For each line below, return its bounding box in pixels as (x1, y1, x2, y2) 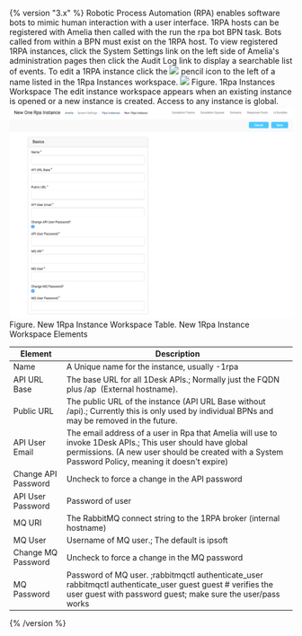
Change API (13, 469, 58, 480)
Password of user (66, 496, 132, 506)
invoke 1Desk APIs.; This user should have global (66, 437, 249, 447)
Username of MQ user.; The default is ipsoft (66, 534, 228, 545)
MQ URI (13, 517, 42, 528)
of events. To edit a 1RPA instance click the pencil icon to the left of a (9, 66, 276, 76)
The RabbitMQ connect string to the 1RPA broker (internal (66, 512, 280, 524)
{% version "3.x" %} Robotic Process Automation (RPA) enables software (9, 8, 280, 18)
